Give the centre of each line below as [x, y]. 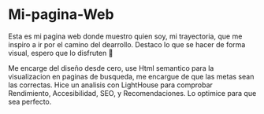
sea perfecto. [30, 101]
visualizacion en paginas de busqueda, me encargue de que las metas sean [131, 76]
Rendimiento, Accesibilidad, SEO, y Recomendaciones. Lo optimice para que [132, 93]
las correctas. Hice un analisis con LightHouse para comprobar [110, 85]
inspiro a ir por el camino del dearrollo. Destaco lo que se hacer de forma [127, 44]
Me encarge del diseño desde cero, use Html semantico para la [111, 68]
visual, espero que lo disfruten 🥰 [61, 53]
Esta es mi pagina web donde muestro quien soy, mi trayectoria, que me [125, 36]
